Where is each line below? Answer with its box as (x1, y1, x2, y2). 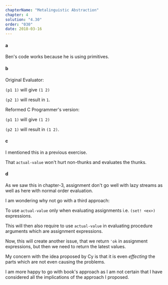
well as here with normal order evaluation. (5, 187, 93, 194)
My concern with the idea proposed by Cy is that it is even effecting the (5, 253, 155, 259)
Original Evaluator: (5, 77, 44, 83)
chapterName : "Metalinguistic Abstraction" (5, 7, 99, 13)
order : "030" (5, 21, 33, 27)
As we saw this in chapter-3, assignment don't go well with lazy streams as (5, 182, 163, 188)
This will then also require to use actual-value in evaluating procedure (5, 223, 153, 229)
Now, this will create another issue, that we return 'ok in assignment (5, 238, 148, 244)
